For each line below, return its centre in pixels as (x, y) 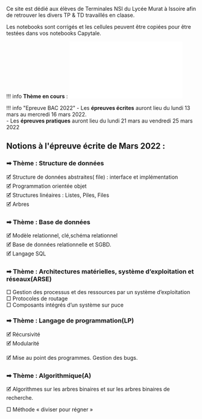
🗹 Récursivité (23, 334)
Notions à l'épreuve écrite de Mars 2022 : (86, 146)
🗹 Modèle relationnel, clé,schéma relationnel (62, 235)
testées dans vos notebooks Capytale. (54, 33)
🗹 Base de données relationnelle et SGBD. (59, 245)
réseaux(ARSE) (29, 279)
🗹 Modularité (23, 343)
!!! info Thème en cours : (37, 96)
